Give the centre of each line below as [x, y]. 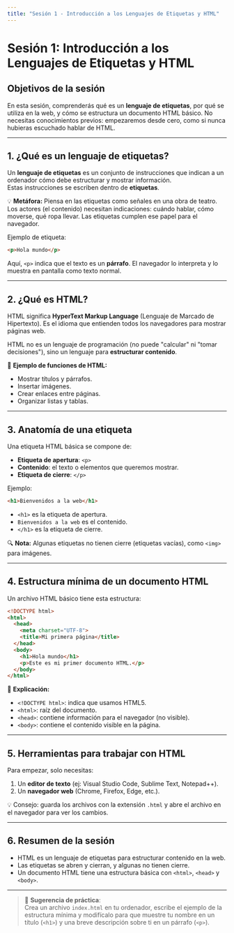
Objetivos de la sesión [56, 89]
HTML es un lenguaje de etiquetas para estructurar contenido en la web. [122, 858]
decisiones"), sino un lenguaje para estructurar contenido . [92, 352]
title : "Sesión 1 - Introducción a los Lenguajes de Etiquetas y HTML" [113, 14]
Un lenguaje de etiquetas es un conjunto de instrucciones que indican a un [116, 173]
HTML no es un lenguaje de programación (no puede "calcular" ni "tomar [112, 344]
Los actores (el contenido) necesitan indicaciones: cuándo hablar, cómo [111, 209]
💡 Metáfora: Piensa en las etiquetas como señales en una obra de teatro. [112, 201]
